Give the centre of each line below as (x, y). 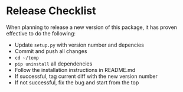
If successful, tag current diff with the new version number (86, 76)
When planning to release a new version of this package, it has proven (91, 27)
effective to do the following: (41, 33)
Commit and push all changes (51, 51)
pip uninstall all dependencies (53, 64)
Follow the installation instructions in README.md (75, 70)
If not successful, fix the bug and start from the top (77, 82)
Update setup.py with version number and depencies (79, 45)
